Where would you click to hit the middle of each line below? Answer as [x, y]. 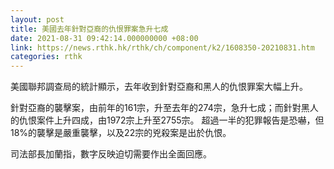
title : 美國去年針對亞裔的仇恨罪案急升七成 [89, 29]
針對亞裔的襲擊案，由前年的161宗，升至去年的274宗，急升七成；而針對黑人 [164, 108]
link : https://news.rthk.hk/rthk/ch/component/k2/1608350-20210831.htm [162, 47]
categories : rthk [46, 57]
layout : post [37, 19]
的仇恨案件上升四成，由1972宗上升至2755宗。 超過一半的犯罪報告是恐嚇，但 [167, 120]
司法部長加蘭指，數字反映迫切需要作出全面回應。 [111, 154]
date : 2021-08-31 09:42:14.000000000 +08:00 [104, 38]
